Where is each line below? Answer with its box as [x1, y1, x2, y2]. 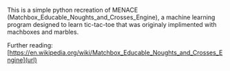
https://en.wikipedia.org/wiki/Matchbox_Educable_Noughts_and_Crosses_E [9, 48, 223, 57]
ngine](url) [7, 56, 38, 64]
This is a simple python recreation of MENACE [7, 6, 138, 14]
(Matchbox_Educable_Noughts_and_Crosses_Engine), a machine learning [7, 13, 216, 21]
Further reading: [7, 41, 53, 49]
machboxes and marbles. [7, 28, 79, 36]
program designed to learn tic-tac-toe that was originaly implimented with [7, 21, 217, 28]
